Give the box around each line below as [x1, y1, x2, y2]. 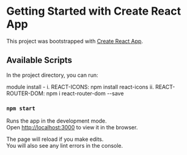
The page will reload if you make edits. [6, 135, 104, 143]
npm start [6, 105, 35, 112]
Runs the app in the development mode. [6, 117, 107, 124]
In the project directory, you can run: [6, 71, 98, 79]
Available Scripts [6, 55, 72, 65]
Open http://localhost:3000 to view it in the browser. [6, 124, 138, 131]
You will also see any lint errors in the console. [6, 142, 123, 150]
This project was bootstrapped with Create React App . [6, 37, 144, 45]
